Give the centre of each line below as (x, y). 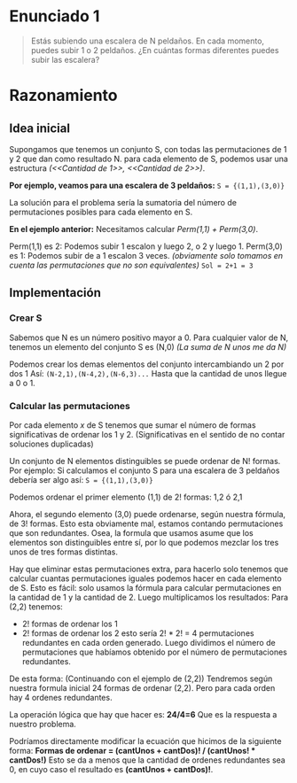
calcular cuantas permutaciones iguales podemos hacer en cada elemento (145, 578)
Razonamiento (63, 96)
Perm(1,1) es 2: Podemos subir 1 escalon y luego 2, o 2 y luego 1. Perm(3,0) (146, 246)
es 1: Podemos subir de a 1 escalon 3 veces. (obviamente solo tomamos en (146, 255)
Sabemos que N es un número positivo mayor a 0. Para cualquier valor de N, (149, 337)
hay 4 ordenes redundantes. (61, 697)
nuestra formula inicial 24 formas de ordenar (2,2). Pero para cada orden (142, 687)
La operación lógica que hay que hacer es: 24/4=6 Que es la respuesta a (143, 714)
